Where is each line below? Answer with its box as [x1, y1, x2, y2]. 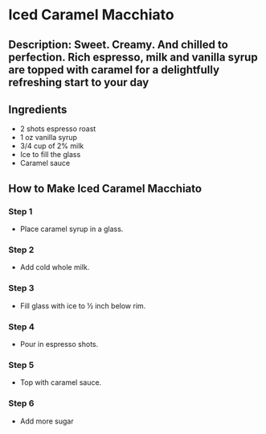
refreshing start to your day [8, 75, 149, 89]
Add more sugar [19, 416, 74, 426]
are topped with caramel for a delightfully [8, 63, 219, 76]
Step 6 [8, 398, 35, 409]
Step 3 [8, 283, 35, 294]
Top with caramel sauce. [19, 378, 102, 387]
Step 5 [8, 359, 35, 370]
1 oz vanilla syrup [19, 133, 78, 143]
